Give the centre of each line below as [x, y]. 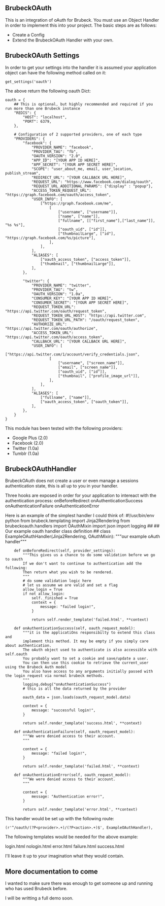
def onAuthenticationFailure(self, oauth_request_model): [75, 732]
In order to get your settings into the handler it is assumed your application [81, 67]
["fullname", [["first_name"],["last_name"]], [106, 221]
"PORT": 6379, [37, 121]
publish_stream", [23, 173]
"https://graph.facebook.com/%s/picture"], [50, 238]
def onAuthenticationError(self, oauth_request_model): [73, 775]
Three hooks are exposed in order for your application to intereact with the [81, 495]
